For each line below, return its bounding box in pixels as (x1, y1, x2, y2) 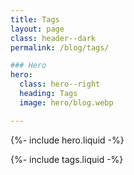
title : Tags (10, 14, 60, 25)
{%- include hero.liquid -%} (10, 134, 125, 146)
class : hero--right (19, 79, 101, 90)
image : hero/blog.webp (19, 97, 114, 108)
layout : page (10, 24, 65, 34)
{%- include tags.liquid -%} (10, 153, 124, 165)
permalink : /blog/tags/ (10, 42, 110, 53)
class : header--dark (10, 33, 97, 43)
